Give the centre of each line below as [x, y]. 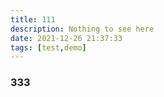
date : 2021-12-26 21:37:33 [66, 38]
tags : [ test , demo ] [48, 47]
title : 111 [33, 19]
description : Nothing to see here [82, 29]
